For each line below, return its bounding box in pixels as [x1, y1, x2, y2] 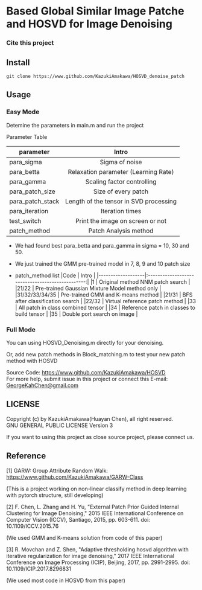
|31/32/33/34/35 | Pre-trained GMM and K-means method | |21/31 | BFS [14, 291, 193, 298]
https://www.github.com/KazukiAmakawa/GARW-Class [6, 473, 144, 481]
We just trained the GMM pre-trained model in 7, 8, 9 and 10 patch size [14, 260, 191, 267]
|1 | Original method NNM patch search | [90, 278, 191, 285]
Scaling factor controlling [85, 177, 157, 185]
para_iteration [9, 207, 49, 215]
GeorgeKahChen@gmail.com [6, 382, 78, 389]
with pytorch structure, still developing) [6, 491, 104, 499]
